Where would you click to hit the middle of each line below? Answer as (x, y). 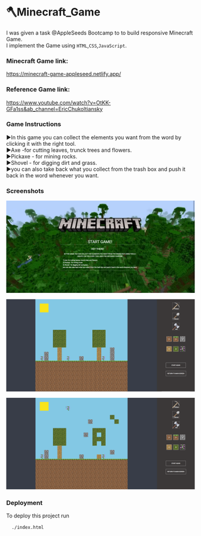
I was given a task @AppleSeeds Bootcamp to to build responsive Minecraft (100, 33)
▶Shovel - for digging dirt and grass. (52, 163)
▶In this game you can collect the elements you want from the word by (94, 137)
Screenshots (25, 191)
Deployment (25, 503)
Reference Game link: (38, 90)
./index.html (28, 527)
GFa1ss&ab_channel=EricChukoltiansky (54, 109)
